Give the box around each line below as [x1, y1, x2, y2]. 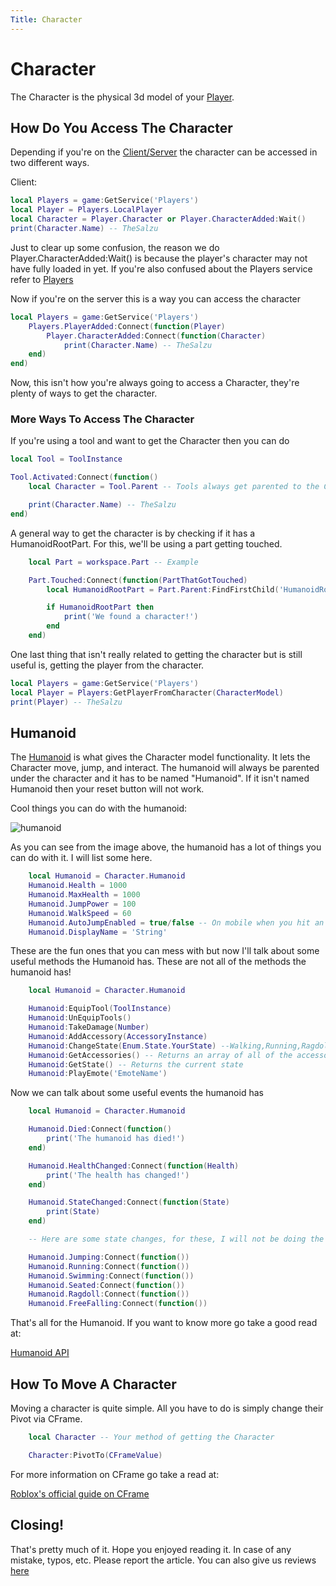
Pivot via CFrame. [10, 1413, 83, 1425]
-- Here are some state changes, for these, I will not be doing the [28, 1234, 325, 1245]
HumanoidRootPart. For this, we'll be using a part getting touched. [10, 537, 283, 550]
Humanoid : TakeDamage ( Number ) [28, 1022, 150, 1033]
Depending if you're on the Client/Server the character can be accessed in [10, 146, 318, 158]
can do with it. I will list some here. [10, 852, 153, 864]
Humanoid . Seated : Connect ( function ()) [28, 1280, 186, 1290]
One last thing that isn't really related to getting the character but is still [10, 648, 303, 660]
